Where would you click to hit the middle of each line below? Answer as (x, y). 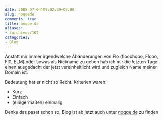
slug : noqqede (20, 14)
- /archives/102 (22, 33)
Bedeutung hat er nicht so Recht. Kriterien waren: (56, 82)
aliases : (14, 28)
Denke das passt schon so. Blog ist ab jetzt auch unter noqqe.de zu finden (82, 112)
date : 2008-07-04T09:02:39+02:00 (40, 10)
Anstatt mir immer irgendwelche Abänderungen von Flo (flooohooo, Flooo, (81, 56)
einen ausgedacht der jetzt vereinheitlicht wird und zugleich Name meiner (81, 67)
